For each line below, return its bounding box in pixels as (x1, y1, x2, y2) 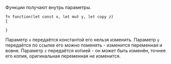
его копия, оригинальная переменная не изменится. (5, 53, 121, 59)
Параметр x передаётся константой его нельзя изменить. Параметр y (5, 37, 160, 42)
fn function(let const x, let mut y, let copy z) (5, 14, 114, 19)
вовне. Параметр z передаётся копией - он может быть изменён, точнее (5, 48, 166, 53)
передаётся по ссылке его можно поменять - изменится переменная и (5, 42, 163, 48)
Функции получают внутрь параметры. (5, 5, 91, 10)
